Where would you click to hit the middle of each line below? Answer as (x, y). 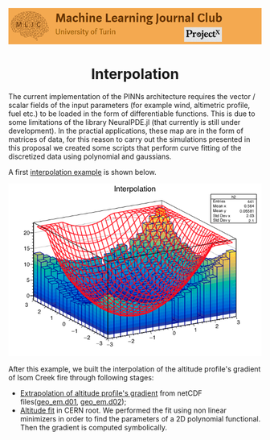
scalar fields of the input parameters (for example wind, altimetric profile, (129, 105)
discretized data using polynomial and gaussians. (90, 156)
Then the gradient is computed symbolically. (93, 427)
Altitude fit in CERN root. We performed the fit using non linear (123, 410)
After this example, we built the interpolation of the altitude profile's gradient (135, 369)
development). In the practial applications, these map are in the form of (126, 131)
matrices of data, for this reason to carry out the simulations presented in (129, 139)
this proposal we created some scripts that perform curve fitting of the (125, 148)
